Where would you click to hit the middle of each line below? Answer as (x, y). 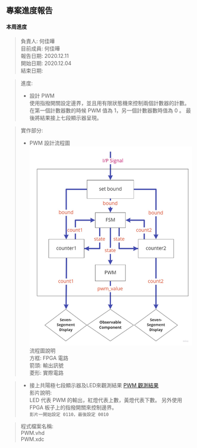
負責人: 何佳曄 (37, 41)
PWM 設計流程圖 (50, 143)
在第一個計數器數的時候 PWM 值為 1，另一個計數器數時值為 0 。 (107, 110)
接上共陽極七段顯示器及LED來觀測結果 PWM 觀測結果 (94, 385)
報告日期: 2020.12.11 (45, 55)
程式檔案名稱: (37, 426)
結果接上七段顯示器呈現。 (71, 117)
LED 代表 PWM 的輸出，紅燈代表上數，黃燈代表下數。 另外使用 (106, 400)
